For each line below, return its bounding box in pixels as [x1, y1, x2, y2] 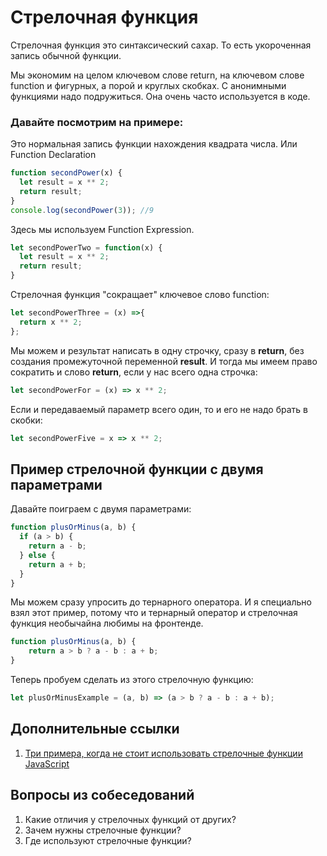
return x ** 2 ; [19, 317, 83, 327]
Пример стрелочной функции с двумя [10, 461, 264, 478]
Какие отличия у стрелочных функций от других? [24, 813, 237, 825]
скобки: [10, 414, 43, 426]
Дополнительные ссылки [10, 721, 180, 738]
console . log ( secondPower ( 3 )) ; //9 [10, 205, 155, 215]
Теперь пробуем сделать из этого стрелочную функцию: [10, 674, 254, 686]
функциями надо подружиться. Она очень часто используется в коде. [10, 90, 311, 102]
